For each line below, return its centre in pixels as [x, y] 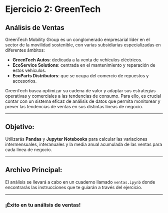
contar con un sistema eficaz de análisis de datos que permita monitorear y [83, 101]
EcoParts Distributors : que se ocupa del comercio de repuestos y [80, 76]
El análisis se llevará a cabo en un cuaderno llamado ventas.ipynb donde [80, 182]
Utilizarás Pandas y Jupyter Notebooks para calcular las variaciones [76, 139]
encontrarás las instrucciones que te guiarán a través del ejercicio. [74, 187]
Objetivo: [20, 127]
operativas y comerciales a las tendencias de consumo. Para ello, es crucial [83, 96]
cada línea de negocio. [29, 149]
